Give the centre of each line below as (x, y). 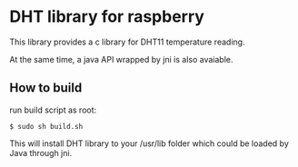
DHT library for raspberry (107, 17)
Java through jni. (41, 152)
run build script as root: (53, 110)
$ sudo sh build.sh (46, 126)
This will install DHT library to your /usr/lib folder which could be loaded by (149, 143)
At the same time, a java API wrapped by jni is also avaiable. (121, 59)
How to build (46, 88)
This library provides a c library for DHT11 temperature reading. (127, 42)
